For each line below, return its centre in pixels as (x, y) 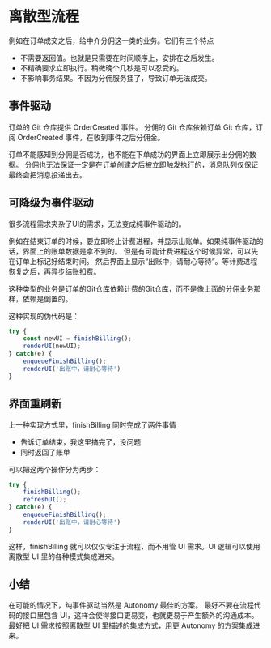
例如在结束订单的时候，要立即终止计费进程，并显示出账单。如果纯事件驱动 (132, 241)
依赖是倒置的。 (47, 298)
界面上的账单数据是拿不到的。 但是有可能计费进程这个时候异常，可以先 (140, 251)
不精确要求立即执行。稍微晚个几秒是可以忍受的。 (102, 68)
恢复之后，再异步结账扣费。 (55, 271)
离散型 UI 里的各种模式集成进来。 (64, 556)
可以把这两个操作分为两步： (55, 469)
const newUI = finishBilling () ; (77, 339)
